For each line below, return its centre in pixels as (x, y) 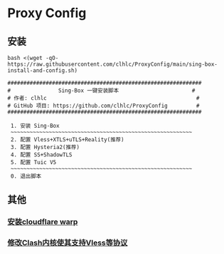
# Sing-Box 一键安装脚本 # (101, 91)
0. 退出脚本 (26, 176)
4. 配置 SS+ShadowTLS (41, 155)
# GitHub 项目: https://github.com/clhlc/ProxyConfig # (103, 106)
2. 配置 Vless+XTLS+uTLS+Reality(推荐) (67, 140)
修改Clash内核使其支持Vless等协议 (68, 243)
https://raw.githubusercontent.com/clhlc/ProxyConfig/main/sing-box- (113, 64)
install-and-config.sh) (43, 71)
